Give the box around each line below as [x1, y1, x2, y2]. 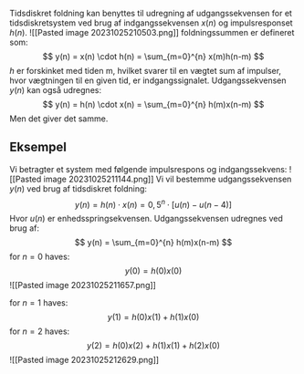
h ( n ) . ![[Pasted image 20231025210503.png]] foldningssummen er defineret [9, 27, 295, 37]
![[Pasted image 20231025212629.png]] [9, 355, 160, 366]
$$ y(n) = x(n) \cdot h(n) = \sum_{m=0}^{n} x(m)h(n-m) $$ [42, 51, 265, 62]
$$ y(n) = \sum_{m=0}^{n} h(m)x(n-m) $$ [74, 237, 233, 248]
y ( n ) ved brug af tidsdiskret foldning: [9, 182, 148, 194]
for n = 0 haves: [9, 251, 70, 263]
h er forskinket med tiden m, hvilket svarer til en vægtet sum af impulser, [9, 66, 281, 76]
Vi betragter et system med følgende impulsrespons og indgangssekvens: [9, 163, 288, 174]
